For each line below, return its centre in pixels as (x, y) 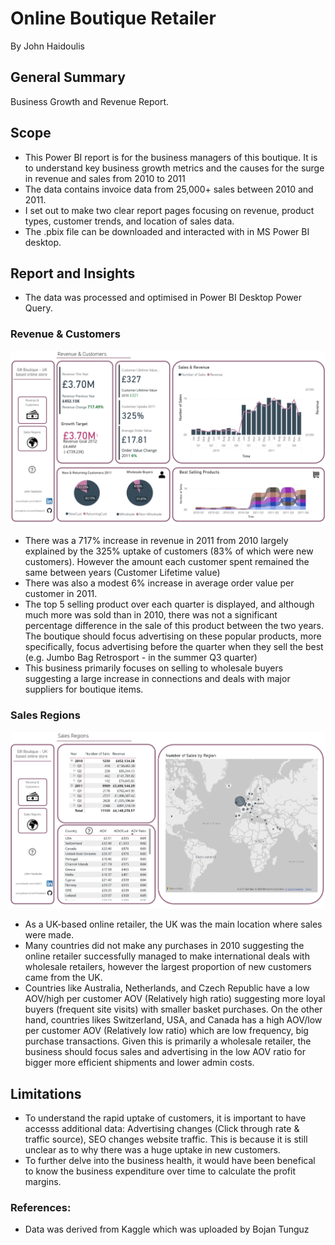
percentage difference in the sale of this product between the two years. (174, 626)
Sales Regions (45, 715)
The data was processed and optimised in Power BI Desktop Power (163, 298)
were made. (49, 935)
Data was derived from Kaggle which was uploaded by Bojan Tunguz (167, 1229)
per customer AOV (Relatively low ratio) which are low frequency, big (166, 1031)
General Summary (68, 77)
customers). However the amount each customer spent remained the (167, 562)
